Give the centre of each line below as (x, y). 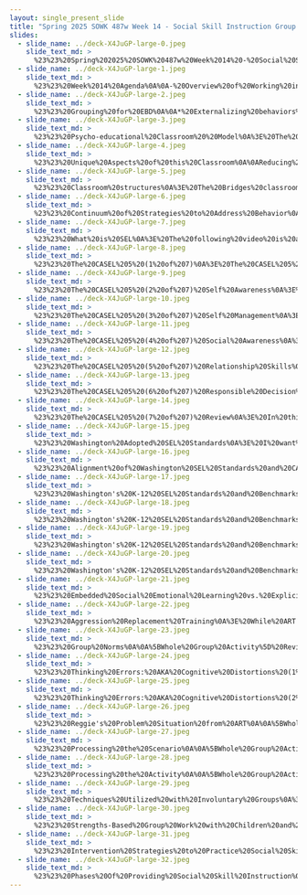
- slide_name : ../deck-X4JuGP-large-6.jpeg (101, 197)
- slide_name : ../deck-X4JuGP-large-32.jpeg (104, 859)
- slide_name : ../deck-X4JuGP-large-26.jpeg (104, 706)
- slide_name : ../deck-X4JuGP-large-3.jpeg (101, 120)
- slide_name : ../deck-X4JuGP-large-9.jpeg (101, 273)
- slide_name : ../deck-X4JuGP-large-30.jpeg (104, 809)
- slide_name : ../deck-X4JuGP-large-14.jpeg (104, 400)
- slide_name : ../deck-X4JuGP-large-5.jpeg (101, 171)
